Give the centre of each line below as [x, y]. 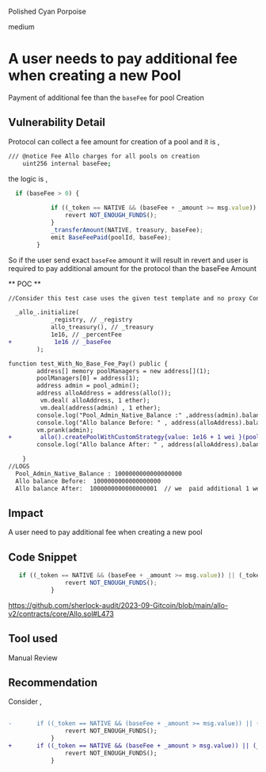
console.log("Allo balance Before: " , [103, 422]
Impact [26, 513]
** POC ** [25, 284]
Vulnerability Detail [57, 122]
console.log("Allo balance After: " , [101, 445]
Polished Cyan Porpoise [47, 11]
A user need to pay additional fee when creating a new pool [106, 532]
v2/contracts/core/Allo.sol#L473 [61, 613]
